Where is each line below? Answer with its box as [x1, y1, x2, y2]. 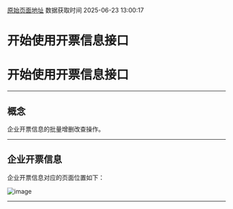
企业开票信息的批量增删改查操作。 [7, 125, 105, 133]
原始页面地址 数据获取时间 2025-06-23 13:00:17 [7, 6, 144, 14]
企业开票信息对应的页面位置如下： [7, 173, 105, 181]
